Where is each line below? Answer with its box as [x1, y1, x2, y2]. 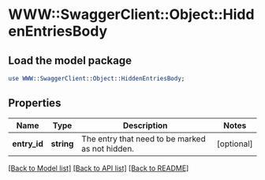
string [50, 138, 74, 149]
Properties [8, 96, 62, 110]
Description [122, 120, 168, 131]
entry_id [12, 138, 43, 149]
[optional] [216, 138, 253, 149]
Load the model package [8, 54, 132, 67]
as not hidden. [81, 143, 134, 154]
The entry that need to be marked [81, 133, 207, 144]
